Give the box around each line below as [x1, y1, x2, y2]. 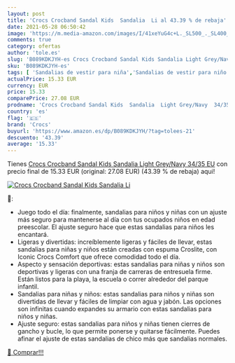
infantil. [17, 282, 39, 291]
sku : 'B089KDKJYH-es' [7, 62, 71, 69]
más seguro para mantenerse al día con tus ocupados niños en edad [17, 215, 215, 224]
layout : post [7, 10, 45, 18]
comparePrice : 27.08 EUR [7, 95, 80, 102]
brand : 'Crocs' [7, 121, 52, 128]
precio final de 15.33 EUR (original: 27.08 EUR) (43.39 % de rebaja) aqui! [7, 167, 215, 176]
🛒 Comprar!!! [7, 348, 44, 357]
